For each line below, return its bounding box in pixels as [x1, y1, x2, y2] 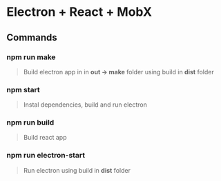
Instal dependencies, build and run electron [23, 100, 148, 109]
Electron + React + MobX [6, 4, 153, 20]
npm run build [6, 118, 55, 127]
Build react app [23, 134, 67, 142]
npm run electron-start [6, 151, 86, 160]
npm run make [6, 52, 56, 62]
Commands [6, 32, 58, 43]
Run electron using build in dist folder [23, 166, 131, 174]
